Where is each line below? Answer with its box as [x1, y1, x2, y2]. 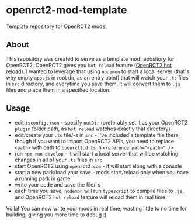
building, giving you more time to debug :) [6, 211, 107, 218]
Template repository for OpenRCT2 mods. [6, 23, 107, 30]
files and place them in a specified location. [6, 86, 111, 94]
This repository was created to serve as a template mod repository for [6, 55, 175, 62]
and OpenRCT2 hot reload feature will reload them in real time [14, 194, 166, 201]
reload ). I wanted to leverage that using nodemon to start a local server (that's [6, 68, 190, 75]
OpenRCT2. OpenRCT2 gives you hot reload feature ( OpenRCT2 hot [6, 61, 172, 68]
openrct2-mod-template [6, 4, 127, 17]
